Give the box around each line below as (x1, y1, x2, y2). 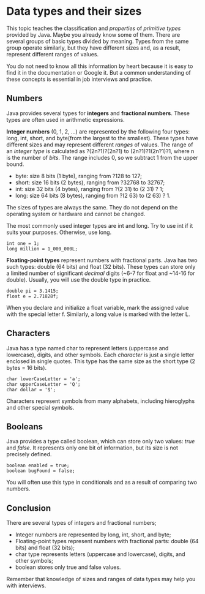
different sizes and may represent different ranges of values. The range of (6, 141, 193, 148)
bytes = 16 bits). (6, 364, 47, 371)
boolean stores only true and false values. (15, 563, 121, 571)
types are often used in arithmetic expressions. (6, 116, 125, 123)
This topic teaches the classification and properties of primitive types (6, 24, 181, 32)
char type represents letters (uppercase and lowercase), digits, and (15, 551, 185, 558)
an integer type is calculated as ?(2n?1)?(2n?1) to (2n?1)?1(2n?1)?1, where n (6, 147, 195, 154)
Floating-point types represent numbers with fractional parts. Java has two (6, 256, 198, 264)
